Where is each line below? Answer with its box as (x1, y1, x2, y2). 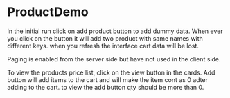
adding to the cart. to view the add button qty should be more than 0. (7, 83, 204, 91)
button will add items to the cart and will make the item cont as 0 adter (7, 75, 208, 84)
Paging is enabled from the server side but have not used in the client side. (7, 55, 221, 63)
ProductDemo (7, 4, 89, 20)
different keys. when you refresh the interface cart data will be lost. (7, 41, 200, 50)
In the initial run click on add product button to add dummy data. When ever (7, 27, 223, 35)
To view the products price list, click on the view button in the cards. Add (7, 68, 215, 77)
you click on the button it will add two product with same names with (7, 34, 203, 42)
